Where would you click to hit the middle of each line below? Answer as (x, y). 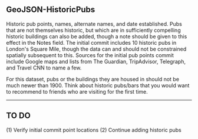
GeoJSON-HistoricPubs (51, 10)
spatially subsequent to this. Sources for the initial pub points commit (90, 55)
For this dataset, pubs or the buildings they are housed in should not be (93, 79)
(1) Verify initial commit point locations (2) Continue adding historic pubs (94, 130)
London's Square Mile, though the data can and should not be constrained (96, 49)
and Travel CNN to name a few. (44, 68)
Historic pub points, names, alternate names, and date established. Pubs (94, 24)
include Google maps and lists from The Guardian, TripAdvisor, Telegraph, (96, 61)
